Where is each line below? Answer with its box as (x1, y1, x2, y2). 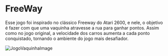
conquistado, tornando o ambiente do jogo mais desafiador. (5, 35, 129, 41)
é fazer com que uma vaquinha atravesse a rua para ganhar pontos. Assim (5, 24, 159, 30)
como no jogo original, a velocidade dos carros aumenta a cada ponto (5, 30, 150, 36)
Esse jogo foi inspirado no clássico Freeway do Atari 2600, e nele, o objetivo (5, 19, 163, 25)
